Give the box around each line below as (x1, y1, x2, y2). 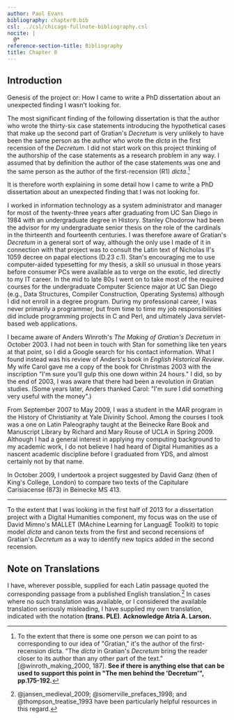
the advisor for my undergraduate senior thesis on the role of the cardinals (7, 223, 221, 232)
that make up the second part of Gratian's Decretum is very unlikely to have (7, 129, 224, 137)
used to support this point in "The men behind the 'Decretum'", (17, 669, 204, 677)
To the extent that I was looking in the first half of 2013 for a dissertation (7, 506, 214, 514)
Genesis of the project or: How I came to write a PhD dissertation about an (7, 93, 221, 102)
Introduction (7, 74, 63, 87)
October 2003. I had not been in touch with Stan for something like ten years (7, 340, 228, 349)
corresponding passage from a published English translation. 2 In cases (7, 589, 211, 598)
